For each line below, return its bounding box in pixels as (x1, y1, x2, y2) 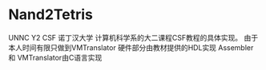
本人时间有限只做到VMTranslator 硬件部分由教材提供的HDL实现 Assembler (8, 42, 254, 52)
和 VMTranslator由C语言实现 (8, 52, 103, 62)
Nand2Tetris (8, 6, 94, 24)
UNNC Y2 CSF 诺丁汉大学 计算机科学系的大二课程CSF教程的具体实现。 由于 (8, 33, 259, 42)
